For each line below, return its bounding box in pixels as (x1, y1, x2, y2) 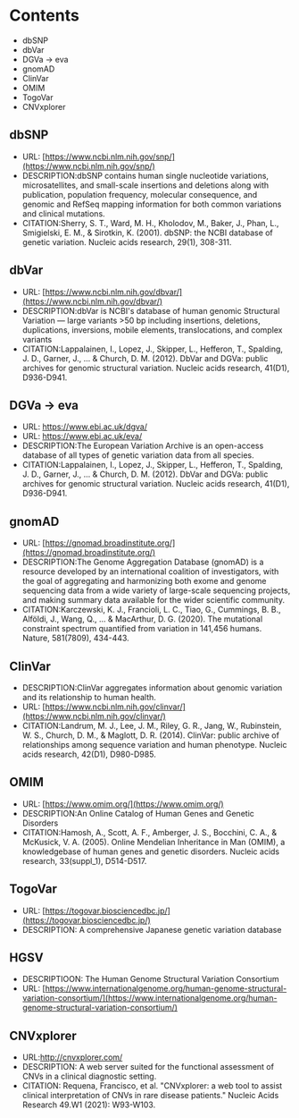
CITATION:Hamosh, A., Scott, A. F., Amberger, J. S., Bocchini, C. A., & (21, 826, 278, 837)
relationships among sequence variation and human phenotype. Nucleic (21, 740, 287, 750)
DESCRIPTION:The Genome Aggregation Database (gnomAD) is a (21, 556, 264, 568)
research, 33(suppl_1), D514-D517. (21, 855, 147, 866)
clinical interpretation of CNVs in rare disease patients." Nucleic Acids (21, 1090, 279, 1101)
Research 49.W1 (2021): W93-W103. (21, 1099, 156, 1110)
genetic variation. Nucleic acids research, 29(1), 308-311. (21, 236, 232, 247)
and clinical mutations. (21, 208, 105, 219)
